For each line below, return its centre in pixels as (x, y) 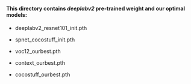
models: (17, 14)
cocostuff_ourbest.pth (42, 74)
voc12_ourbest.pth (38, 52)
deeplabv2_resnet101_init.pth (51, 28)
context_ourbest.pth (40, 63)
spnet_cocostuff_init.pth (45, 40)
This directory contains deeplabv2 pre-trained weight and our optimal (96, 8)
